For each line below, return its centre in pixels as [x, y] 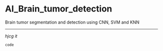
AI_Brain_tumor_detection [59, 9]
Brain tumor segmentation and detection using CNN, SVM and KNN [72, 22]
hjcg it [11, 36]
